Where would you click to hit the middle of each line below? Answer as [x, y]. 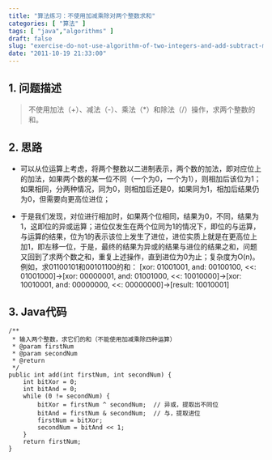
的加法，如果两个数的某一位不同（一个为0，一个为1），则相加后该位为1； [140, 178]
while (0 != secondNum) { [67, 396]
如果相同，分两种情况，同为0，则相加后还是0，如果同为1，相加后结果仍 [140, 189]
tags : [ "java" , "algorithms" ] [61, 31]
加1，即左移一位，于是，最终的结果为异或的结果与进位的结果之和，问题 [138, 246]
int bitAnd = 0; [51, 390]
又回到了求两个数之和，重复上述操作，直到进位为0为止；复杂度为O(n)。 [140, 257]
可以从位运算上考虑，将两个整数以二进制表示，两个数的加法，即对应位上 [140, 168]
